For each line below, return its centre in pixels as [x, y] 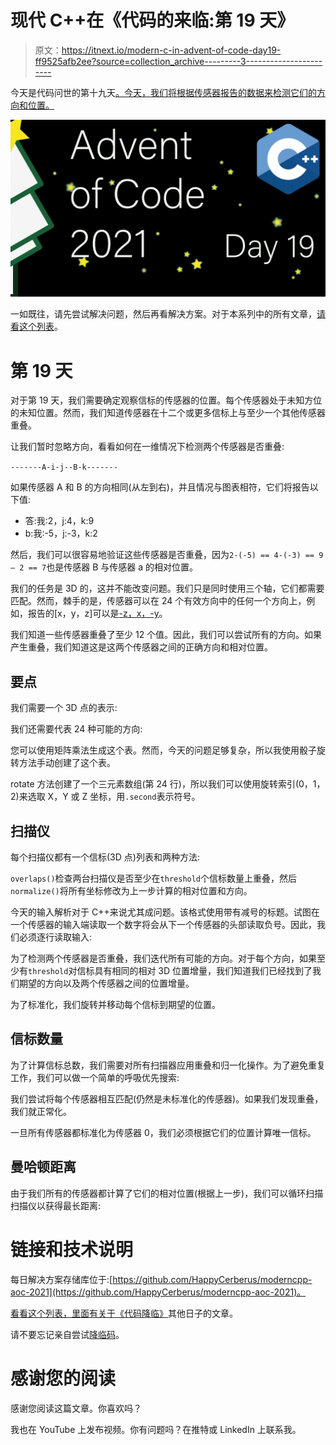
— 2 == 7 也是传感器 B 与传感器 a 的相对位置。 [104, 567]
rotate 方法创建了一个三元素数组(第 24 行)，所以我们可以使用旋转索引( [155, 784]
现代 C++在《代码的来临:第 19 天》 [152, 20]
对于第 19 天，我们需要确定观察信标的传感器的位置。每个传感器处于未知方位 [166, 400]
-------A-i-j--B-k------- [64, 467]
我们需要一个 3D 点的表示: [64, 708]
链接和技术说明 [72, 1249]
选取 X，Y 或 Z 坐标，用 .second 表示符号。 [114, 797]
